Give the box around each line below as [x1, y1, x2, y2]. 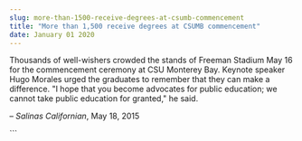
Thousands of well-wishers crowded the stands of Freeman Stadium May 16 [9, 55, 293, 66]
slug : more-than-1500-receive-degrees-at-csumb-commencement [9, 13, 245, 23]
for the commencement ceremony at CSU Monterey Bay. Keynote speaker [9, 64, 286, 75]
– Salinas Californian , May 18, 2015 [9, 110, 140, 122]
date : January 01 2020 [9, 30, 95, 39]
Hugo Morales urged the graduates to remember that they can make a [9, 74, 270, 85]
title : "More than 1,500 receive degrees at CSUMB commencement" [9, 22, 260, 31]
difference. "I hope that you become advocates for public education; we [9, 83, 278, 95]
